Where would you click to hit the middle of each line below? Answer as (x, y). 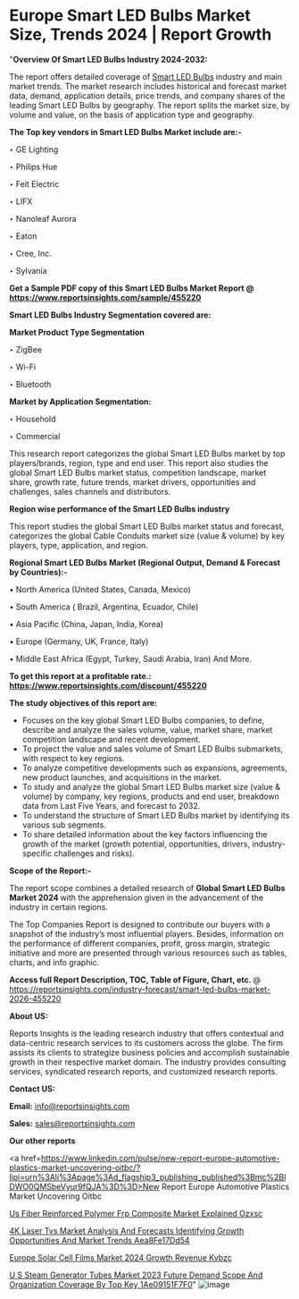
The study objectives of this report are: (83, 702)
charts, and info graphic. (54, 962)
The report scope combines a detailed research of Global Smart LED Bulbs (147, 887)
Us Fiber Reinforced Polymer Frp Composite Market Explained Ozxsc (136, 1213)
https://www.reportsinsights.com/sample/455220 (105, 297)
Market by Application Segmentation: (80, 401)
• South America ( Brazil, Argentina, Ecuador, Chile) (104, 607)
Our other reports (42, 1141)
